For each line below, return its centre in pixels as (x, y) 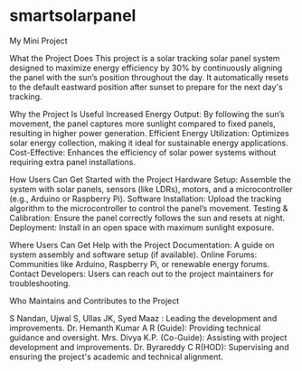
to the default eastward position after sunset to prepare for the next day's (146, 87)
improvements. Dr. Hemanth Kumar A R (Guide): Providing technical (135, 328)
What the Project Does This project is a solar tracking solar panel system (145, 58)
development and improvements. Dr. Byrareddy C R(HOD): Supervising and (149, 347)
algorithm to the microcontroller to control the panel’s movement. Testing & (149, 208)
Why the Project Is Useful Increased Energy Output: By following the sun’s (147, 114)
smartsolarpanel (73, 16)
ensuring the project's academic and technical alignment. (116, 357)
